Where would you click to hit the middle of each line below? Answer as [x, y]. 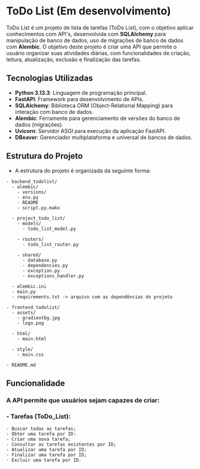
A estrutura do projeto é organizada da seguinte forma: [83, 170]
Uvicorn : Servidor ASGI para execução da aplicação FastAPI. [90, 131]
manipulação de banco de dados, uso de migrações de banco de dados [95, 40]
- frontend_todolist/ [33, 307]
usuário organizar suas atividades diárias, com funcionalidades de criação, [99, 53]
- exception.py [41, 271]
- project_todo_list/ [39, 218]
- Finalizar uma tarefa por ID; [46, 455]
